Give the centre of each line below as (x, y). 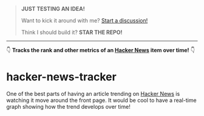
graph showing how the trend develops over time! (68, 106)
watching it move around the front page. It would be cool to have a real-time (101, 100)
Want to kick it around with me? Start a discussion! (84, 20)
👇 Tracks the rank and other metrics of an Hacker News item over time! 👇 (101, 50)
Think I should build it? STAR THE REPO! (72, 32)
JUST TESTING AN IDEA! (53, 9)
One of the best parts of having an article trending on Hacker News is (93, 94)
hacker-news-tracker (61, 77)
